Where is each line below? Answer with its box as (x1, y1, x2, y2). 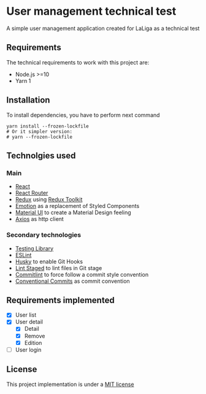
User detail (15, 318, 43, 326)
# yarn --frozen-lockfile (6, 134, 72, 140)
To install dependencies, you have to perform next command (6, 111, 161, 118)
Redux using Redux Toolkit (15, 196, 83, 203)
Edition (24, 339, 42, 346)
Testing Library (15, 244, 54, 252)
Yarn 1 (15, 77, 31, 84)
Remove (24, 332, 45, 339)
